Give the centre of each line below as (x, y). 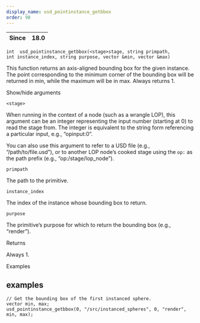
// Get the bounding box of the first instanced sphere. (79, 299)
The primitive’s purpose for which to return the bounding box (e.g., (89, 225)
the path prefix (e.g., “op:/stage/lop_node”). (60, 158)
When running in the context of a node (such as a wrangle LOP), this (91, 114)
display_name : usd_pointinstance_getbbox (59, 12)
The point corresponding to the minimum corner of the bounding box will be (100, 74)
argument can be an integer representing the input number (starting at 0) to (100, 121)
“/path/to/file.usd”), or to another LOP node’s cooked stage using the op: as (99, 152)
